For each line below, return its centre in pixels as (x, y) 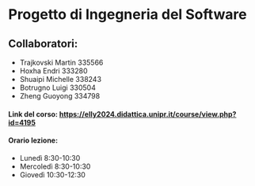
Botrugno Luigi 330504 (58, 87)
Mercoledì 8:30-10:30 (55, 166)
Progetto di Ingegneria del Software (127, 15)
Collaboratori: (43, 44)
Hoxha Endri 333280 (53, 71)
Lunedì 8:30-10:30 (50, 158)
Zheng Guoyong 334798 (60, 96)
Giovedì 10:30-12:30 (52, 174)
